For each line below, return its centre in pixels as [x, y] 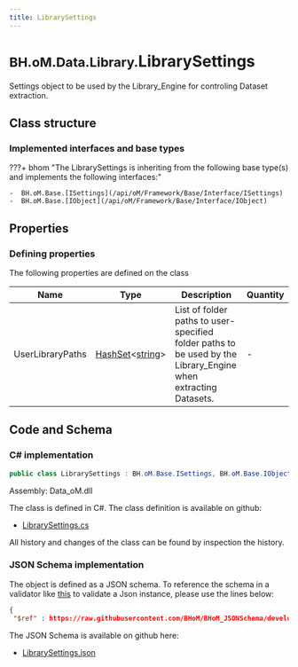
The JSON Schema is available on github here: [94, 635]
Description [207, 294]
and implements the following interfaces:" [86, 177]
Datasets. [194, 398]
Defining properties [52, 254]
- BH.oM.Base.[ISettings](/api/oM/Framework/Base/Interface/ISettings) [146, 193]
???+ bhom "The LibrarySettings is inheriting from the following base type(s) [149, 168]
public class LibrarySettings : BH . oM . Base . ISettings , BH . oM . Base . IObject [150, 474]
